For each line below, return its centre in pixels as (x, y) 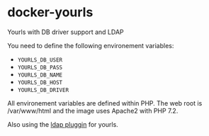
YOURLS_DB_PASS (40, 67)
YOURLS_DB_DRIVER (43, 90)
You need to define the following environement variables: (91, 45)
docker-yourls (50, 12)
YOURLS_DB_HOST (40, 82)
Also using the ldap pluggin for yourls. (63, 124)
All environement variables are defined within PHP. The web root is (105, 103)
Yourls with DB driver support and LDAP (66, 32)
